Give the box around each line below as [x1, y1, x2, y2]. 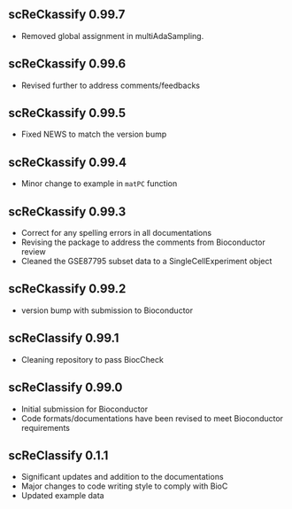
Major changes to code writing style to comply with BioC [20, 481, 228, 491]
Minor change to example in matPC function [20, 178, 178, 189]
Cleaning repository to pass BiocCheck [20, 354, 165, 364]
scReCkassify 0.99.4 [8, 154, 127, 169]
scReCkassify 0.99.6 [8, 57, 127, 72]
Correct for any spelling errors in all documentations [20, 228, 212, 239]
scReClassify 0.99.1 [8, 331, 119, 346]
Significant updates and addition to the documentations [20, 472, 224, 482]
